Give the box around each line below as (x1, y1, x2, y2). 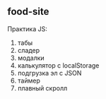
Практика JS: (7, 24, 47, 33)
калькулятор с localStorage (17, 61, 100, 70)
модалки (17, 53, 45, 62)
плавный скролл (17, 83, 68, 92)
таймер (17, 76, 40, 85)
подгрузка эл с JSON (17, 68, 82, 77)
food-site (7, 6, 49, 18)
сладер (17, 46, 40, 54)
